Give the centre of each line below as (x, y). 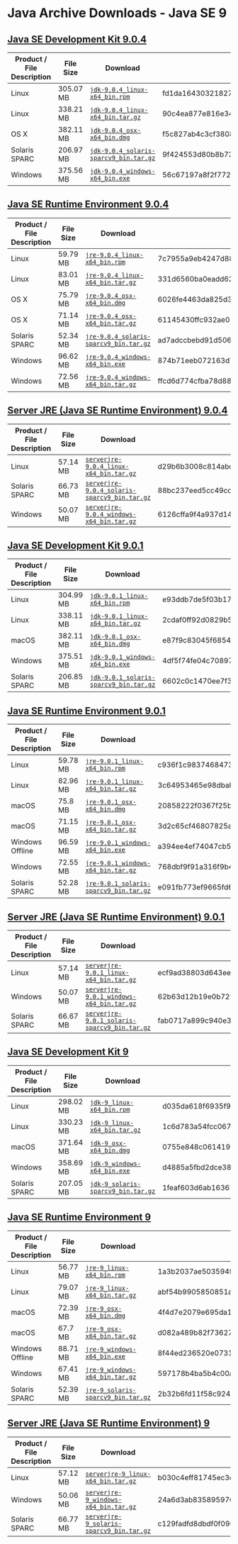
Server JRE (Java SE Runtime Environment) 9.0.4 (118, 410)
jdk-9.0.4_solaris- (123, 151)
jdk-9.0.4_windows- (123, 171)
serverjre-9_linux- (118, 1474)
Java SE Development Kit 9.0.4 (77, 39)
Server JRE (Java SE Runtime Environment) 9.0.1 (116, 917)
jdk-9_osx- (108, 1143)
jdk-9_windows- (115, 1163)
